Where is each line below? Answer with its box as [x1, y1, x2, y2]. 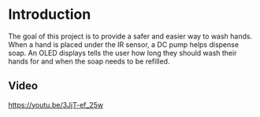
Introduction [8, 5, 91, 24]
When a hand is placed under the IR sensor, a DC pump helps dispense [8, 39, 239, 49]
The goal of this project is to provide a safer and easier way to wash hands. [8, 31, 253, 41]
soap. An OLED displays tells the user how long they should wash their [8, 48, 237, 57]
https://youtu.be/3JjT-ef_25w [8, 100, 104, 109]
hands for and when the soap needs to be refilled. [8, 57, 170, 66]
